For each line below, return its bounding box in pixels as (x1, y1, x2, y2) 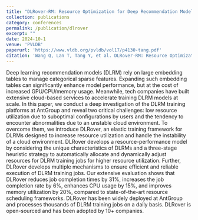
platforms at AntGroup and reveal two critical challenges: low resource (6, 106, 177, 114)
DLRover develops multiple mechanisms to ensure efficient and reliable (6, 163, 179, 170)
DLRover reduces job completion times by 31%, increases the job (6, 176, 164, 183)
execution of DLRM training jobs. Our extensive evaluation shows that (6, 169, 175, 176)
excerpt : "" (6, 31, 35, 37)
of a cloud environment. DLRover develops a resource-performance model (6, 138, 187, 145)
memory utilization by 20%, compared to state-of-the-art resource (6, 188, 168, 195)
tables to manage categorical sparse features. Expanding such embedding (6, 75, 187, 82)
